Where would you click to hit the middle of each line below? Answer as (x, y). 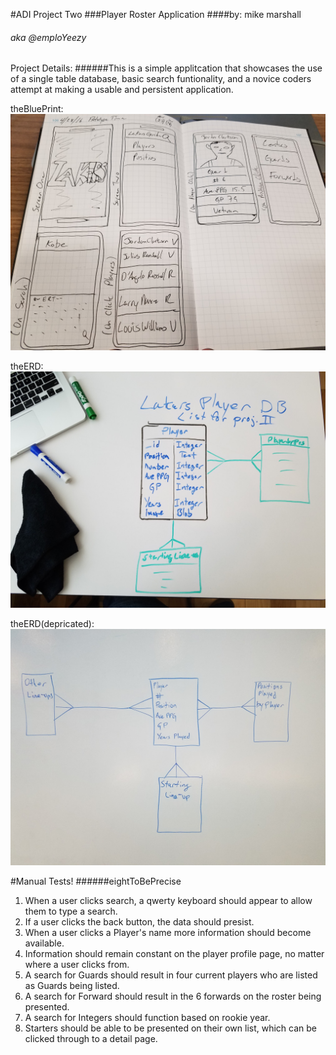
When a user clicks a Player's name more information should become (168, 933)
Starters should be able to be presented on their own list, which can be (171, 1028)
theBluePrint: (37, 109)
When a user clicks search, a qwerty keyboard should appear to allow (168, 901)
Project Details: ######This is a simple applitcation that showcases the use (166, 68)
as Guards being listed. (72, 986)
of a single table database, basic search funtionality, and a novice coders (161, 79)
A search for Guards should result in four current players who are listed (171, 975)
